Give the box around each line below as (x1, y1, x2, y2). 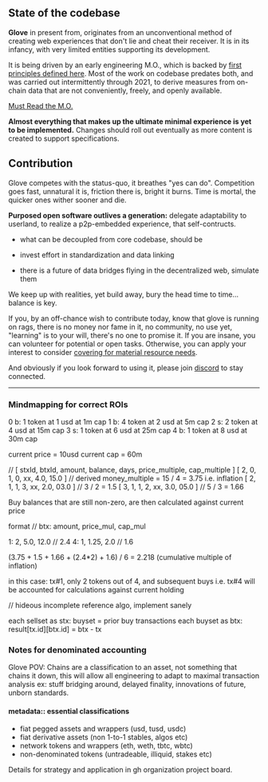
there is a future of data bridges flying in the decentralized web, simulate (19, 265, 259, 275)
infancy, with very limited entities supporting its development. (8, 44, 211, 54)
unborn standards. (8, 688, 69, 698)
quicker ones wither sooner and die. (8, 195, 127, 205)
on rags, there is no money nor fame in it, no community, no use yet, (8, 321, 233, 331)
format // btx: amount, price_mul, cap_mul (8, 521, 146, 531)
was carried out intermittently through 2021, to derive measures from (8, 77, 235, 86)
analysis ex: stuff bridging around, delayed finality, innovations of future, (8, 680, 246, 689)
